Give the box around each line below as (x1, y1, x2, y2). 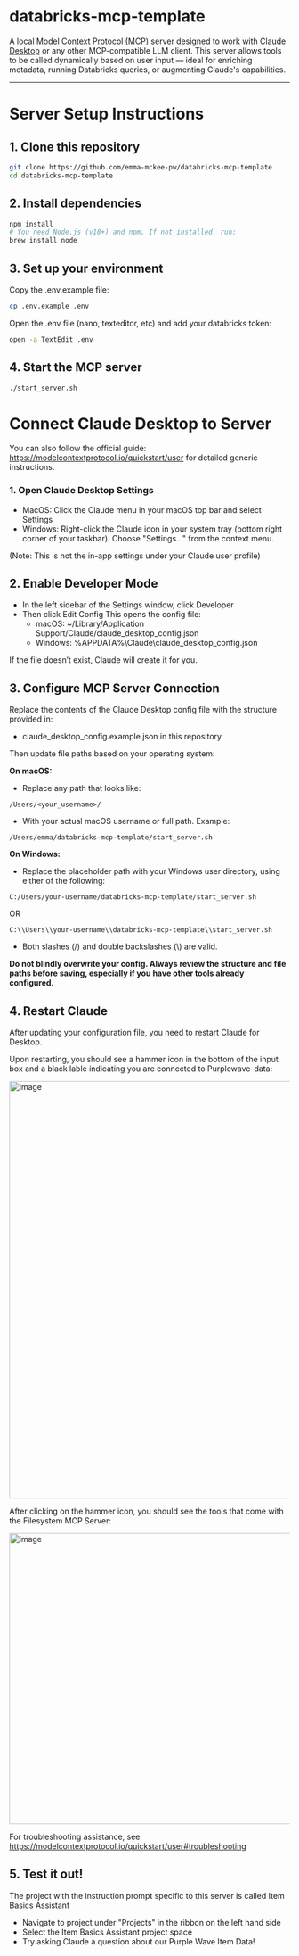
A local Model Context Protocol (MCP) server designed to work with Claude (9, 36, 287, 46)
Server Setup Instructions (9, 104, 205, 124)
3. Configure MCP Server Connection (9, 681, 220, 696)
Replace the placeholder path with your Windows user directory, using (21, 866, 280, 877)
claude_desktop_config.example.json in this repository (21, 731, 222, 742)
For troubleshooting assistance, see (9, 1831, 141, 1843)
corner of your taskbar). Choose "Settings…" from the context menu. (21, 532, 274, 543)
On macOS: (9, 765, 53, 777)
